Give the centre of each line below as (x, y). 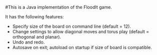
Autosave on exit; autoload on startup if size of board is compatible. (82, 47)
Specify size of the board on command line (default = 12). (72, 26)
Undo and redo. (28, 42)
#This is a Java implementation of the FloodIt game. (59, 7)
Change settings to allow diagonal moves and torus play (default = (81, 31)
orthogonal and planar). (37, 37)
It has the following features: (34, 17)
